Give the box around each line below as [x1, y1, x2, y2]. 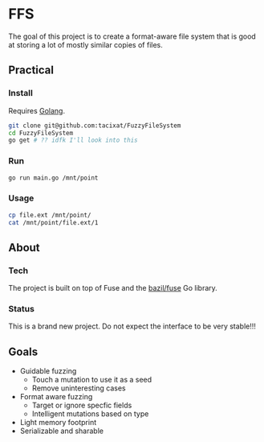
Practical [8, 64, 55, 77]
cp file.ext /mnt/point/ [8, 211, 91, 219]
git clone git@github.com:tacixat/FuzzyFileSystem [8, 122, 181, 130]
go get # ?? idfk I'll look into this [8, 136, 138, 145]
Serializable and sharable [19, 426, 104, 436]
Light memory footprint [19, 418, 97, 428]
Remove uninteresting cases [31, 383, 126, 393]
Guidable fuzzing [19, 366, 77, 376]
